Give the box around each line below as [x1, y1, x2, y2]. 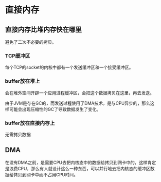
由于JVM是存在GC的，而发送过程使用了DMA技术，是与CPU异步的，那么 [5, 100, 150, 106]
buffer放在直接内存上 [5, 120, 55, 127]
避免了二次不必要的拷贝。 [5, 39, 56, 45]
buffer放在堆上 [5, 78, 40, 85]
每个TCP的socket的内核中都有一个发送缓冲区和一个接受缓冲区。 [5, 64, 134, 71]
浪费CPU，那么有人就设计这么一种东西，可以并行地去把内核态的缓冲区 [9, 165, 151, 171]
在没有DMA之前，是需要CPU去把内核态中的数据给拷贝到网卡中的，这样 [5, 159, 147, 165]
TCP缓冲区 [5, 52, 31, 59]
